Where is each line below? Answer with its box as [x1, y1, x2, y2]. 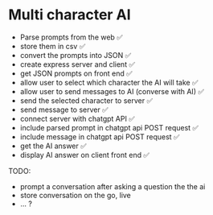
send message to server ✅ [19, 105, 109, 114]
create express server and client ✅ [19, 59, 135, 69]
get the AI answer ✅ [19, 141, 87, 151]
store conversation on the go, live [19, 190, 131, 200]
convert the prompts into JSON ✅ [19, 50, 132, 60]
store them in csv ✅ [19, 41, 86, 51]
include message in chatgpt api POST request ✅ [19, 131, 180, 142]
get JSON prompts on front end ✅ [19, 68, 133, 78]
